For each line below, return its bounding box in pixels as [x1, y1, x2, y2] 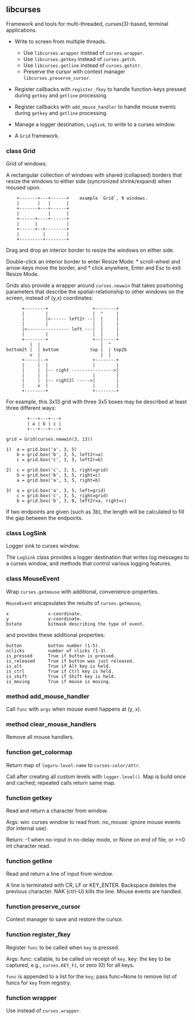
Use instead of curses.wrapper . [6, 1007, 81, 1014]
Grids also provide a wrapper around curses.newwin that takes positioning [6, 282, 183, 289]
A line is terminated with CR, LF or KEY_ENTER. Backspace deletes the [6, 881, 177, 889]
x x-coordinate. [6, 610, 83, 617]
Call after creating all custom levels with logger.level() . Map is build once [6, 773, 186, 780]
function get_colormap [6, 748, 73, 756]
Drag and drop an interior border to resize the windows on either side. [6, 246, 175, 254]
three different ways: [6, 404, 57, 411]
